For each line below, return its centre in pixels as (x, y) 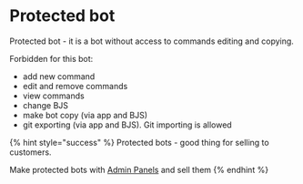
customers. (30, 152)
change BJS (45, 105)
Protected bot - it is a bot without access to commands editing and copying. (151, 41)
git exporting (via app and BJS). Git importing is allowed (127, 125)
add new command (59, 76)
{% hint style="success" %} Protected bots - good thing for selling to (140, 142)
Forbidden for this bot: (51, 58)
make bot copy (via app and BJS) (85, 115)
